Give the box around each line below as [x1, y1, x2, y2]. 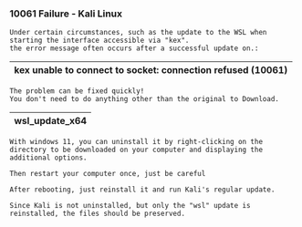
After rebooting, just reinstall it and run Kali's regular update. [9, 185, 276, 194]
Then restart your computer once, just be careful [9, 170, 206, 179]
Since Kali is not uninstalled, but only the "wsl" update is [9, 201, 251, 211]
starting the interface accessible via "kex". [9, 36, 190, 46]
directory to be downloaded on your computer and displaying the [9, 145, 263, 155]
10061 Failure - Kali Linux [9, 7, 123, 20]
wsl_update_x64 [14, 115, 88, 128]
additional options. [9, 153, 89, 162]
